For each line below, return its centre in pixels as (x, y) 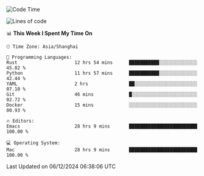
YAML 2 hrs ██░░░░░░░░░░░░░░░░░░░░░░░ (102, 84)
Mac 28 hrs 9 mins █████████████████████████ (102, 150)
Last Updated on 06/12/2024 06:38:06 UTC (61, 166)
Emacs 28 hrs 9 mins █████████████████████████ (102, 126)
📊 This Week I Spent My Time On (49, 33)
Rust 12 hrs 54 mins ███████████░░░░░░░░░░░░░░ (102, 63)
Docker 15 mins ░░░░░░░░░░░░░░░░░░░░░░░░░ (102, 105)
